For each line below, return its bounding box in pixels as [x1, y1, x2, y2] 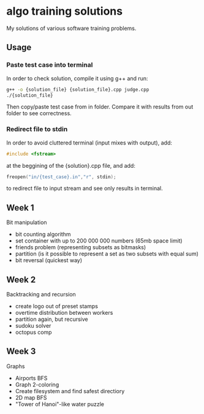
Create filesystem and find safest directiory [15, 387, 125, 394]
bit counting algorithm [15, 231, 72, 238]
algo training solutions [6, 4, 123, 18]
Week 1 [6, 202, 34, 213]
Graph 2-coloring [15, 381, 59, 388]
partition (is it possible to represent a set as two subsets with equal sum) [15, 250, 199, 258]
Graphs [6, 363, 25, 370]
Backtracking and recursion [6, 291, 77, 298]
